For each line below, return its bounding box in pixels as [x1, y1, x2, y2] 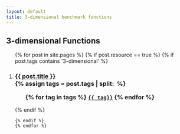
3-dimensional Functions [6, 36, 100, 46]
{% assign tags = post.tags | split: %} [14, 80, 126, 88]
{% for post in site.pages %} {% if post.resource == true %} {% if [14, 51, 174, 59]
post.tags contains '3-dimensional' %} [14, 58, 108, 65]
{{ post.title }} [14, 72, 56, 81]
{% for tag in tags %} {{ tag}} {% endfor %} [25, 93, 155, 101]
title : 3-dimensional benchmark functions [6, 14, 112, 20]
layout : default [6, 8, 46, 15]
